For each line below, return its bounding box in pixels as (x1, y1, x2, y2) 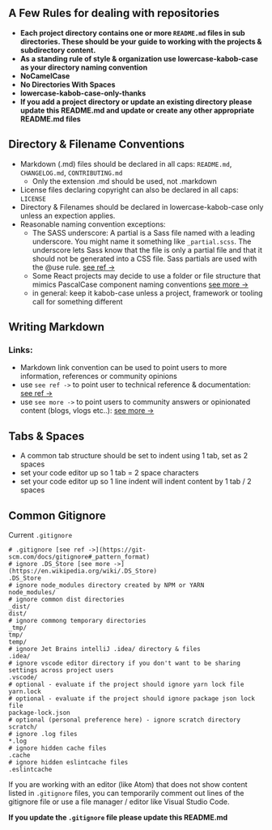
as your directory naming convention (19, 62, 148, 72)
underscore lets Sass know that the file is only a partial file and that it (32, 245, 263, 254)
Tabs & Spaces (8, 429, 85, 443)
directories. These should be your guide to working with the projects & (19, 36, 262, 46)
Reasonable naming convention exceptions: (19, 219, 166, 229)
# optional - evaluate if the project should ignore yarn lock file (8, 680, 244, 688)
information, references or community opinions (19, 372, 178, 381)
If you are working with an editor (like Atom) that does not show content (8, 779, 249, 789)
